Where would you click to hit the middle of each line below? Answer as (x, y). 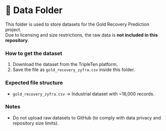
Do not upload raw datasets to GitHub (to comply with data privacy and (87, 117)
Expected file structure (34, 83)
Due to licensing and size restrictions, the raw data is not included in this (81, 35)
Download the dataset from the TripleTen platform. (65, 64)
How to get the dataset (34, 53)
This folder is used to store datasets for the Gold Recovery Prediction (77, 24)
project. (13, 29)
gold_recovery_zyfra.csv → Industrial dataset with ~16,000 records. (84, 94)
